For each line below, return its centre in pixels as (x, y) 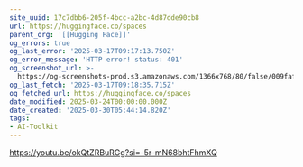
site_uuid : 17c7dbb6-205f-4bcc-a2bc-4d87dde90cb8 (105, 18)
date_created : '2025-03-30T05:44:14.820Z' (90, 110)
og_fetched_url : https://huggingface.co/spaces (101, 93)
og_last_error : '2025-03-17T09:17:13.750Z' (92, 51)
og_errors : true (40, 43)
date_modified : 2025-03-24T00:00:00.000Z (88, 102)
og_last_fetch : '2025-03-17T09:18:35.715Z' (92, 85)
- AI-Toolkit (34, 127)
